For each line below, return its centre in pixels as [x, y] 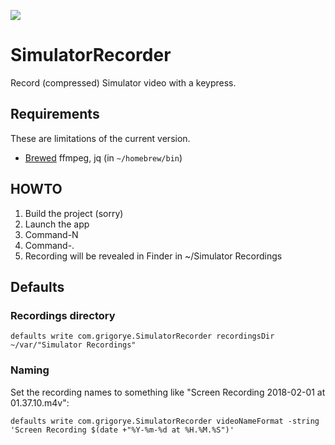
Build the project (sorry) [74, 213]
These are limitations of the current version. [100, 138]
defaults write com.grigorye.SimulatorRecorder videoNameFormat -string [165, 421]
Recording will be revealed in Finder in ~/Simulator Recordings [153, 256]
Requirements [55, 114]
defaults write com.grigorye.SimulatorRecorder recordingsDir [142, 336]
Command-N [51, 234]
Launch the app [57, 224]
